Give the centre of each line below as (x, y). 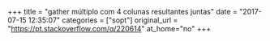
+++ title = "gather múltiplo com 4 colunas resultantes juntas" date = (123, 12)
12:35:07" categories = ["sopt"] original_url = (103, 20)
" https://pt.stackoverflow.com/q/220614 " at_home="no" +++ (109, 29)
